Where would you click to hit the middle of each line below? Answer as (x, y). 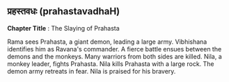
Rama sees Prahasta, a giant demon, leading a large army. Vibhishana (107, 42)
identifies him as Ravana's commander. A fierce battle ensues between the (114, 49)
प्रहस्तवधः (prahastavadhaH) (64, 11)
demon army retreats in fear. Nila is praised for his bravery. (92, 71)
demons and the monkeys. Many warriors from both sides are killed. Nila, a (114, 56)
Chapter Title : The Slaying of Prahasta (63, 28)
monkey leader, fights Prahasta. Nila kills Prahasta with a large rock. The (111, 64)
